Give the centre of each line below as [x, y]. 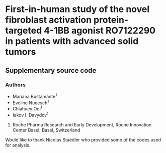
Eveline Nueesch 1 [31, 102]
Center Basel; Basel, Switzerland [46, 130]
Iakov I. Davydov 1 [30, 114]
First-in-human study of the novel [77, 9]
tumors [21, 52]
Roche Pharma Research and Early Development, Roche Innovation [82, 124]
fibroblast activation [49, 20]
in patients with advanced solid [72, 41]
